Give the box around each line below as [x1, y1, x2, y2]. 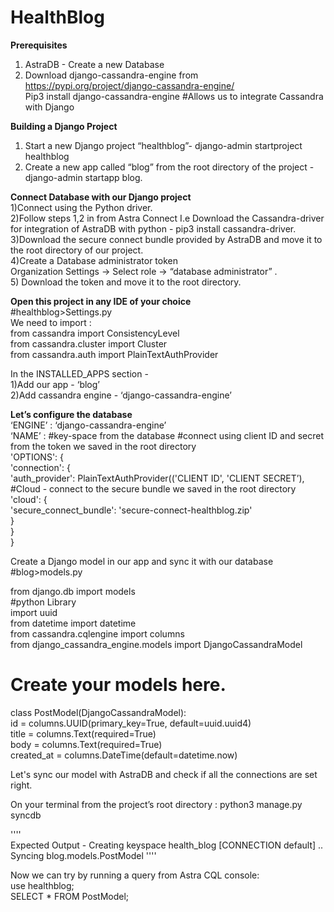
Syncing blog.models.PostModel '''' [10, 849, 157, 861]
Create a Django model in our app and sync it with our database [10, 555, 274, 567]
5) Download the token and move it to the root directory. [10, 276, 242, 288]
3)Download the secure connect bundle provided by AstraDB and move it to [10, 233, 323, 245]
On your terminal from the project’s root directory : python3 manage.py [10, 798, 303, 810]
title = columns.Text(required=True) [10, 727, 157, 740]
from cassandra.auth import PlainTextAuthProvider [10, 348, 219, 360]
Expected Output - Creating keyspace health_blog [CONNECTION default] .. [10, 839, 324, 851]
